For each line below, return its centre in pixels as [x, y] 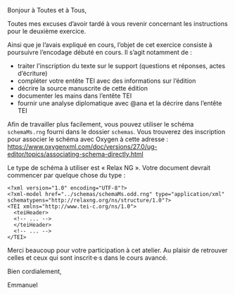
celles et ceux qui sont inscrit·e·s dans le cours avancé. [88, 258]
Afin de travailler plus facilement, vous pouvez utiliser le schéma [101, 124]
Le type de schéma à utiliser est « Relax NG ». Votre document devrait [109, 168]
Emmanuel [23, 285]
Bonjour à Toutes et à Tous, [47, 10]
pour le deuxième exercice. [47, 31]
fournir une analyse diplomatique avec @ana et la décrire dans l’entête [120, 103]
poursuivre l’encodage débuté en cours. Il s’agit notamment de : [100, 52]
